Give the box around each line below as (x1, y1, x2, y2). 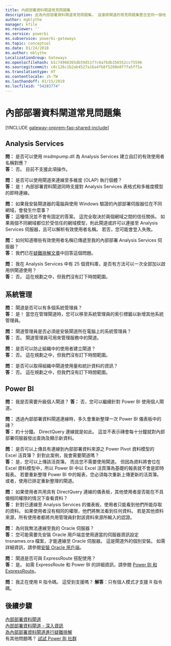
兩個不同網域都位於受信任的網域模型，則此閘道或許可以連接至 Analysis (9, 220, 158, 226)
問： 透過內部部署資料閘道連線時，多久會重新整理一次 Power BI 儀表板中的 (5, 416, 162, 422)
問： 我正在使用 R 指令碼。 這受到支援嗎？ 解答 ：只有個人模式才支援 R (5, 579, 153, 585)
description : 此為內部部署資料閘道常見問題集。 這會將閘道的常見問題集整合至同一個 (5, 12, 162, 17)
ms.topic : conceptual (5, 41, 51, 46)
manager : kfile (5, 21, 38, 27)
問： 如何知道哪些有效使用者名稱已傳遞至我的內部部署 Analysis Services (5, 237, 157, 243)
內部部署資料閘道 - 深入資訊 (5, 622, 64, 629)
